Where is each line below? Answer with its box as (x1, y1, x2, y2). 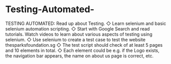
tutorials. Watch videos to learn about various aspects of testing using (5, 31, 153, 37)
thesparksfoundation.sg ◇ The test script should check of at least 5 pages (5, 42, 163, 48)
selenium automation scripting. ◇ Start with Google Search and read (5, 25, 150, 31)
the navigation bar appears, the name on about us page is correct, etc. (5, 52, 154, 59)
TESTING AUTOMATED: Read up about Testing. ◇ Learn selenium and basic (5, 20, 166, 26)
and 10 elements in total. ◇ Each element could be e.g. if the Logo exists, (5, 47, 160, 53)
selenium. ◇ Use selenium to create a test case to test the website (5, 37, 145, 43)
